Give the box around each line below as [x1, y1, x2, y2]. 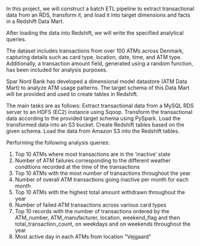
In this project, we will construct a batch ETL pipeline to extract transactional [6, 5, 195, 12]
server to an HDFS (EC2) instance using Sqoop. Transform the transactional [6, 109, 193, 115]
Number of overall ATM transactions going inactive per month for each [14, 176, 189, 183]
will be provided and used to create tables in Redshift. [6, 91, 139, 97]
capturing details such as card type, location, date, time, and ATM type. [6, 54, 182, 60]
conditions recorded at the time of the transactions [14, 164, 140, 170]
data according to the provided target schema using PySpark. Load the [6, 115, 181, 122]
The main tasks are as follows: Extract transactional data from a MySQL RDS [6, 102, 194, 109]
